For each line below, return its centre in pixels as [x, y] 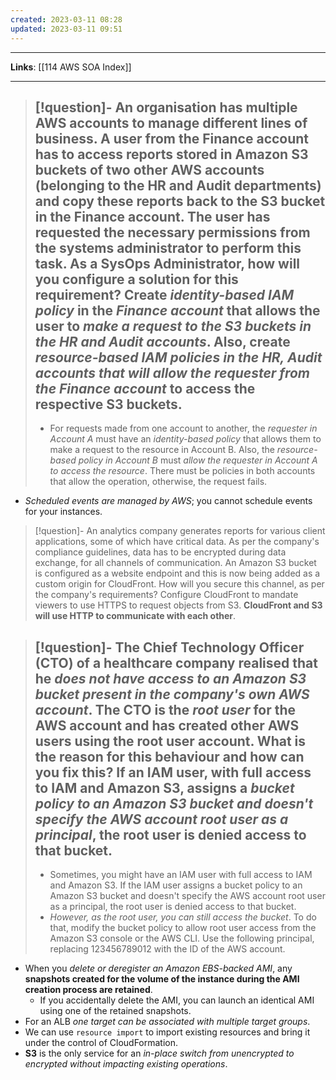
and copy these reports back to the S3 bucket [180, 201]
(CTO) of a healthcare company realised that [176, 662]
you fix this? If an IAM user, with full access [173, 772]
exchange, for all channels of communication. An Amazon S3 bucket [175, 563]
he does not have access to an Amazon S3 [170, 678]
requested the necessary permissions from [172, 232]
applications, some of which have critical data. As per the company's [177, 542]
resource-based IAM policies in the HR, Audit [178, 357]
